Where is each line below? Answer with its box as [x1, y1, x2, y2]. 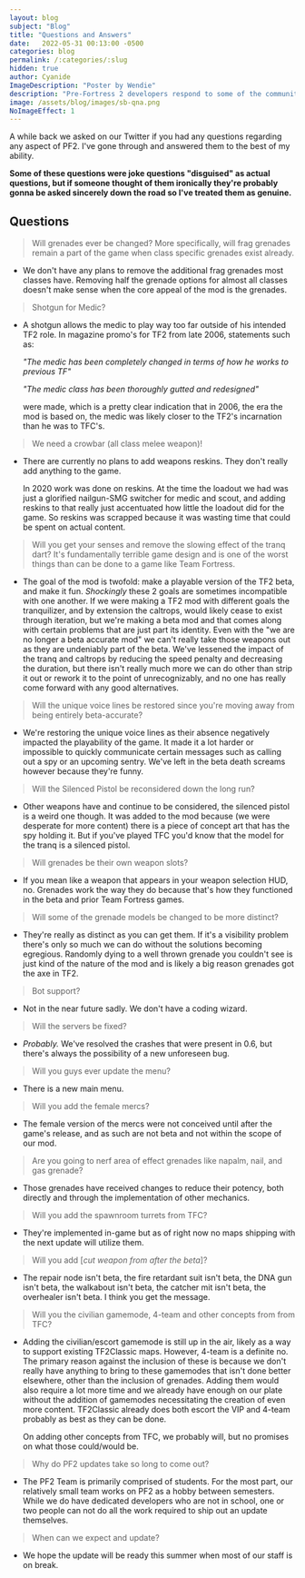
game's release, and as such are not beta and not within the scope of [22, 1128, 282, 1139]
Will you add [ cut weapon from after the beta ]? [31, 1255, 208, 1265]
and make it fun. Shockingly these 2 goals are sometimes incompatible [22, 586, 288, 597]
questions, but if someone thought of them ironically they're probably [9, 178, 279, 189]
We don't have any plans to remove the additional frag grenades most [22, 265, 284, 276]
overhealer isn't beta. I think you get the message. [22, 1292, 211, 1303]
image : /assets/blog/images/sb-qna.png [9, 97, 161, 107]
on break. [22, 1560, 59, 1571]
